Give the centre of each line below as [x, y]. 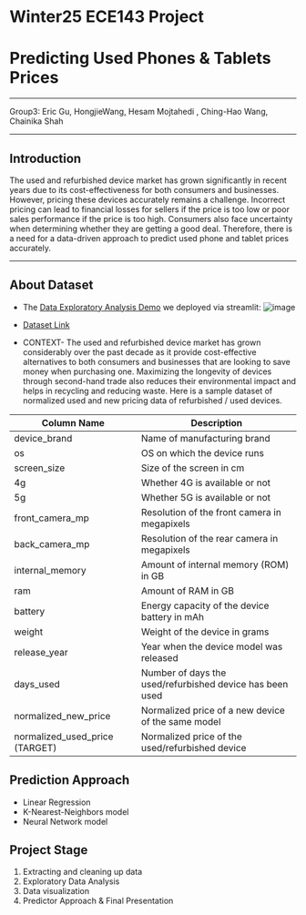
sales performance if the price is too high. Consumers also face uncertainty [151, 219]
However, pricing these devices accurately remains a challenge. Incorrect [148, 199]
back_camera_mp [52, 544]
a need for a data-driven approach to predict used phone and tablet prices [149, 238]
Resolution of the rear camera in [209, 538]
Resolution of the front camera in [211, 512]
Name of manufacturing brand [205, 438]
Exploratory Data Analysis [71, 881]
